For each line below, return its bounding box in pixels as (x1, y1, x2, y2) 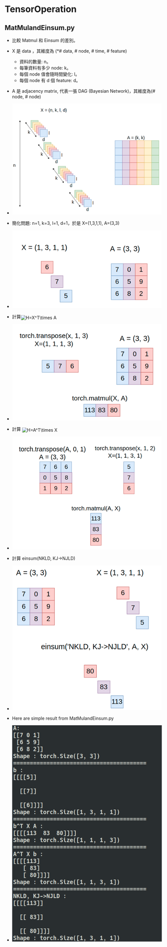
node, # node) (11, 94, 41, 100)
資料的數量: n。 (19, 59, 51, 65)
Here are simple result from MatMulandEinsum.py (11, 715, 114, 722)
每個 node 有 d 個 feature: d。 (19, 78, 81, 83)
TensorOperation (4, 4, 77, 15)
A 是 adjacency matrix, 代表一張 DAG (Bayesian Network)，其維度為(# (11, 88, 156, 94)
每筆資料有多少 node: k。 (19, 65, 71, 71)
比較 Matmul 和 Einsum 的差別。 (11, 38, 78, 43)
